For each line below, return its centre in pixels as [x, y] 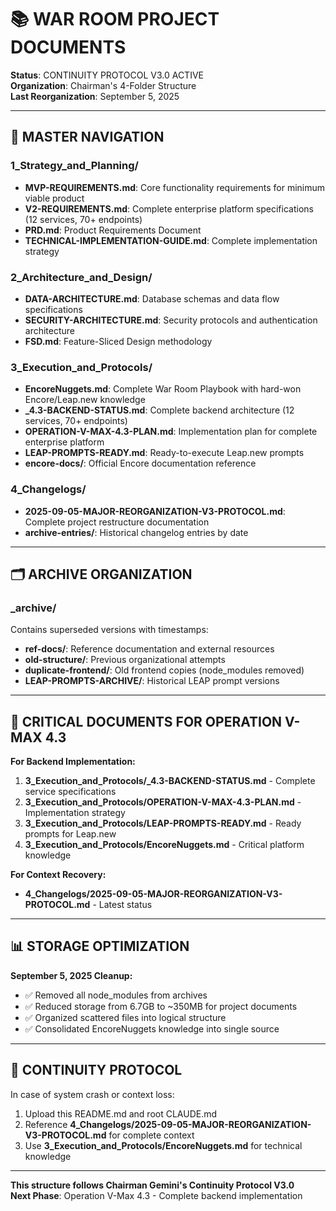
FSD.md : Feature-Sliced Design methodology [118, 341]
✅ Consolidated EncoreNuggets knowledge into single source [152, 1028]
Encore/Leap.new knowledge [85, 400]
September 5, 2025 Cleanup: [71, 975]
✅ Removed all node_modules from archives [116, 995]
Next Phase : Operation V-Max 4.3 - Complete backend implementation [156, 1195]
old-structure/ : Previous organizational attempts [125, 660]
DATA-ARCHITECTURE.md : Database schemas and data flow [152, 298]
